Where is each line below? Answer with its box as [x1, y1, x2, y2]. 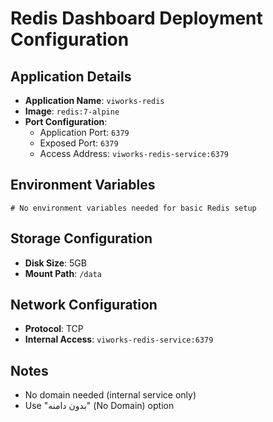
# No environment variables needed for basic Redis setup [10, 203, 257, 213]
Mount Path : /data [24, 267, 102, 279]
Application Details [10, 68, 132, 85]
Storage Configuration [10, 230, 153, 247]
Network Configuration [10, 297, 158, 314]
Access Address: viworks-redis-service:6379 [39, 148, 230, 159]
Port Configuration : [24, 116, 108, 127]
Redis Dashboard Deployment [10, 7, 263, 30]
